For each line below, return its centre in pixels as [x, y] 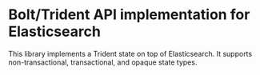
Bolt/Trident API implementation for [129, 15]
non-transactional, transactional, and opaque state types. [103, 62]
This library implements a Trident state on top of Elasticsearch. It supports [130, 53]
